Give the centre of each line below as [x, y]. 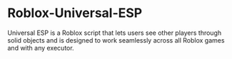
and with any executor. [41, 48]
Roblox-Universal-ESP [75, 13]
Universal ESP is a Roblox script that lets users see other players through [115, 33]
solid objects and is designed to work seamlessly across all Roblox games [116, 40]
